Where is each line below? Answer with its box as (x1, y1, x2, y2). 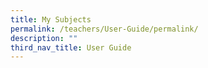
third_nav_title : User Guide (10, 42, 132, 53)
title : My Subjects (10, 14, 92, 25)
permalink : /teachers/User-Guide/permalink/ (10, 24, 199, 34)
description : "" (10, 33, 78, 43)
